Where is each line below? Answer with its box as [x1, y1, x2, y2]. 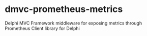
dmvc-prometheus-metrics [5, 3, 123, 15]
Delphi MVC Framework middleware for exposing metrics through [5, 20, 142, 26]
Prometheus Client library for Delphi [5, 25, 80, 31]
